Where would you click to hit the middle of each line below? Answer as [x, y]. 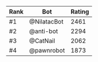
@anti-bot [43, 31]
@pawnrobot [47, 50]
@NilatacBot [46, 22]
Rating [80, 12]
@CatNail [42, 41]
